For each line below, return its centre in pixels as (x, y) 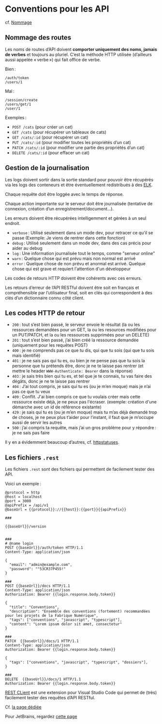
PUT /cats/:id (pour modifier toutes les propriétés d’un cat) (72, 142)
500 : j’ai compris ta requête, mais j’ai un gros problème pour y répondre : (84, 428)
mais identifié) (26, 355)
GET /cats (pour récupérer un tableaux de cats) (59, 132)
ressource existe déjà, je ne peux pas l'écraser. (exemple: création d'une (84, 402)
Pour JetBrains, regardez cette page (41, 717)
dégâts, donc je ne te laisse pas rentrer (51, 381)
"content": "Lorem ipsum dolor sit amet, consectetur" (66, 624)
